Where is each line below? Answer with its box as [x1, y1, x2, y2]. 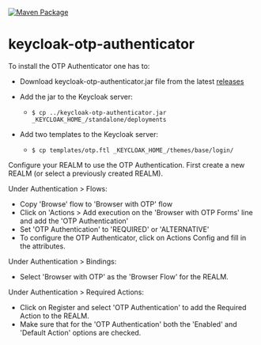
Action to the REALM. [19, 311, 89, 320]
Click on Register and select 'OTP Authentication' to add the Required [19, 302, 247, 312]
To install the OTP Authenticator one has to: [8, 61, 150, 70]
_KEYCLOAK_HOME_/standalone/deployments [31, 116, 167, 123]
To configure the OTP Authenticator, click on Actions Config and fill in [19, 233, 247, 242]
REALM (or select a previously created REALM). [8, 169, 164, 178]
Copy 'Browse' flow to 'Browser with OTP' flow [19, 199, 172, 209]
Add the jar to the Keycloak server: [19, 92, 133, 101]
